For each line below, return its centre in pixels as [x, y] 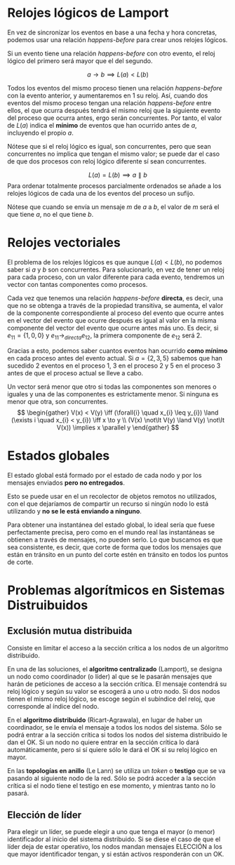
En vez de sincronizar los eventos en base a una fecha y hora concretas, [112, 32]
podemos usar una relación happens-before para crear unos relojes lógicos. [117, 39]
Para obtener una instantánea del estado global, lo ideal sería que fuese [111, 525]
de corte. [20, 562]
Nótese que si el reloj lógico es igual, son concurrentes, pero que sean [109, 146]
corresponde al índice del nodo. [53, 706]
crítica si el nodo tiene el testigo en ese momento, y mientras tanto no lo [112, 785]
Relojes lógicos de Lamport [88, 13]
